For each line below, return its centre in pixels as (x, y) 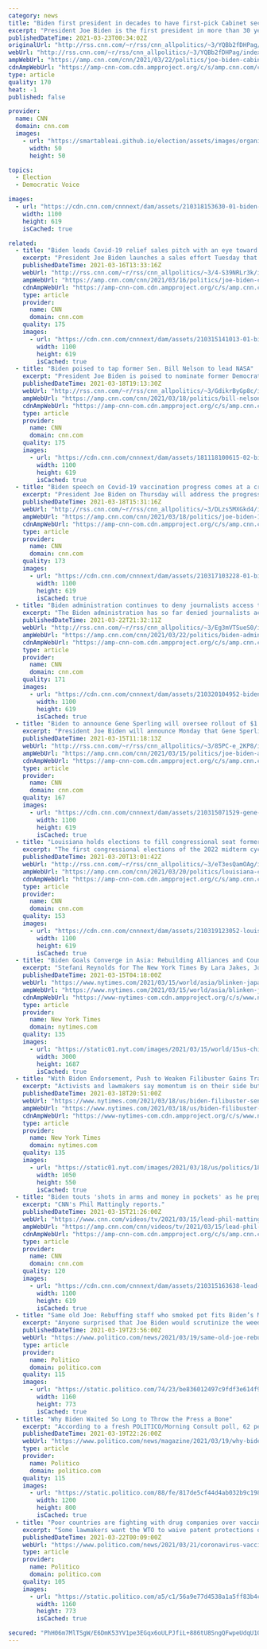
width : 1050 (57, 1175)
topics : (21, 170)
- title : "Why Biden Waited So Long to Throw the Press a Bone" (124, 1419)
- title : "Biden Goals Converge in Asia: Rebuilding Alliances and (130, 961)
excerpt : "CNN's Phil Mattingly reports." (94, 1205)
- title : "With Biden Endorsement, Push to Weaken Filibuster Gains (131, 1079)
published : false (37, 97)
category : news (33, 16)
